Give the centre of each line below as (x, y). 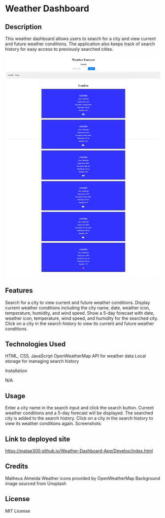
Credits (17, 466)
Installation (16, 371)
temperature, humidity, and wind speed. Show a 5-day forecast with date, (80, 313)
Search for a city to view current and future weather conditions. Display (78, 302)
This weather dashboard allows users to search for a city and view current (81, 38)
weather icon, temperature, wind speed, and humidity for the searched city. (82, 318)
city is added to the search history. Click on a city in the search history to (79, 418)
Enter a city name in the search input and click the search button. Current (80, 408)
